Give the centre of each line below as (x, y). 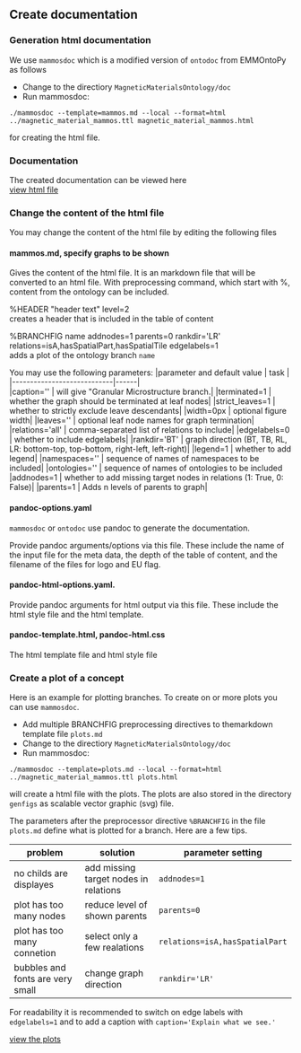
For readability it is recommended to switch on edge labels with (126, 1013)
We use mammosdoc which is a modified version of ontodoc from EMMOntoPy (148, 60)
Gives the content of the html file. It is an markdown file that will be (133, 273)
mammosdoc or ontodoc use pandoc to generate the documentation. (130, 528)
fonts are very (43, 979)
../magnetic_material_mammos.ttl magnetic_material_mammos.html (132, 120)
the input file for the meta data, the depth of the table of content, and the (143, 555)
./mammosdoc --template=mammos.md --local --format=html (118, 113)
